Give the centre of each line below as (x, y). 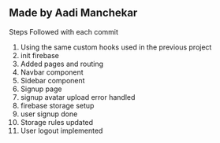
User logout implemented (62, 130)
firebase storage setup (57, 105)
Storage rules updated (57, 122)
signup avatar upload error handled (78, 97)
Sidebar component (52, 80)
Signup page (41, 89)
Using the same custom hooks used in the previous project (116, 47)
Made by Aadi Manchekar (73, 13)
